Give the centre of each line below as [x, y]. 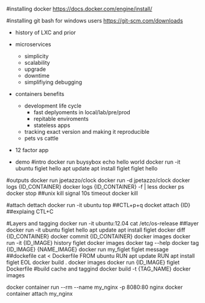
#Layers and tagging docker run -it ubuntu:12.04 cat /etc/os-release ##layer [102, 223]
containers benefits [39, 94]
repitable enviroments [61, 119]
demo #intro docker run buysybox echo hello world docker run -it [98, 162]
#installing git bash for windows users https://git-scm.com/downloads [95, 20]
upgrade [35, 69]
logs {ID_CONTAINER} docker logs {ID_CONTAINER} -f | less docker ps [95, 187]
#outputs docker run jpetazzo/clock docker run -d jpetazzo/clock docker [98, 180]
